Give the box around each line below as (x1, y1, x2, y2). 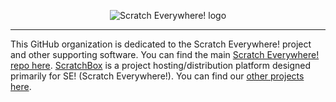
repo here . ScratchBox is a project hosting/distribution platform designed (10, 60, 312, 71)
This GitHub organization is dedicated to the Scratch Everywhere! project (10, 38, 312, 50)
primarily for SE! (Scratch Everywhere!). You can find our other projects (10, 70, 305, 82)
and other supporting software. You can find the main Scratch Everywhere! (10, 49, 320, 60)
